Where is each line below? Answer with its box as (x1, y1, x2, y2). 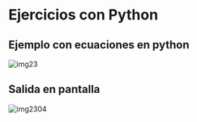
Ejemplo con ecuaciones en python (8, 38, 190, 52)
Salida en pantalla (8, 82, 101, 96)
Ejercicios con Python (8, 6, 159, 24)
